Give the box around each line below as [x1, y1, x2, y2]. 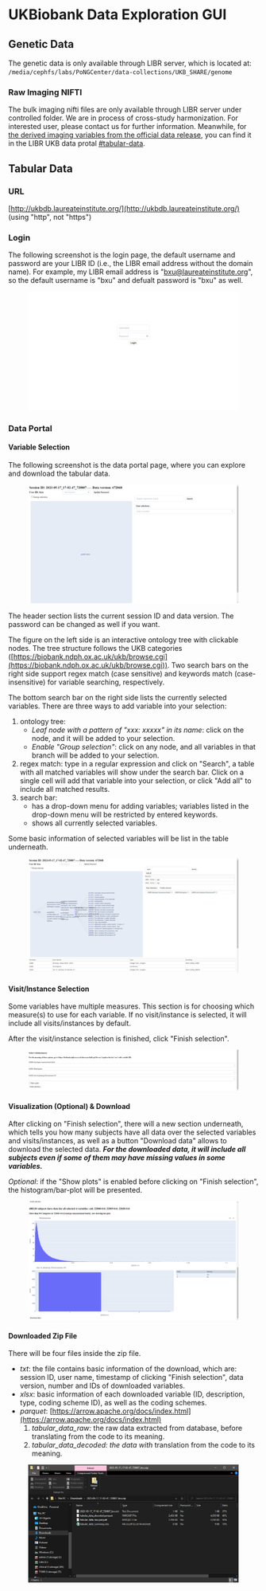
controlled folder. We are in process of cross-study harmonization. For [8, 113, 238, 123]
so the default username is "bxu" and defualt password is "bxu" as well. [8, 276, 244, 285]
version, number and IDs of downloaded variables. [19, 1381, 185, 1391]
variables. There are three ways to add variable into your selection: [8, 701, 227, 711]
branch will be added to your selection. [31, 750, 160, 760]
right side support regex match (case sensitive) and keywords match [8, 669, 233, 679]
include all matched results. [19, 785, 110, 794]
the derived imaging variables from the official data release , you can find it [8, 130, 252, 140]
